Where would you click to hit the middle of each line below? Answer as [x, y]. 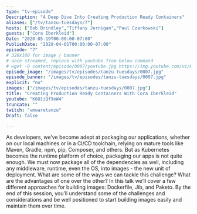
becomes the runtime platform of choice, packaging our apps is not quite [94, 156]
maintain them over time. [36, 206]
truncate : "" [22, 104]
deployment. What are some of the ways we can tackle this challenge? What [98, 175]
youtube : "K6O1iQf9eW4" [35, 99]
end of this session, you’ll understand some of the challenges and [86, 193]
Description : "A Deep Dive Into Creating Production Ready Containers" [95, 17]
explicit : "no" [25, 83]
